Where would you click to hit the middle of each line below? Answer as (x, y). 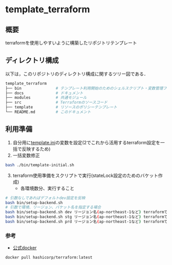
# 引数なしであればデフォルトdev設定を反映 (45, 198)
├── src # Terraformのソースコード (56, 103)
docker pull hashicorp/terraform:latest (49, 258)
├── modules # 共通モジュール (46, 98)
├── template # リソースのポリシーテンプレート (61, 107)
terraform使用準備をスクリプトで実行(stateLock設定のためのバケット (85, 175)
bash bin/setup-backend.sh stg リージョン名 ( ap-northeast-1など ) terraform (85, 217)
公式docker (25, 248)
